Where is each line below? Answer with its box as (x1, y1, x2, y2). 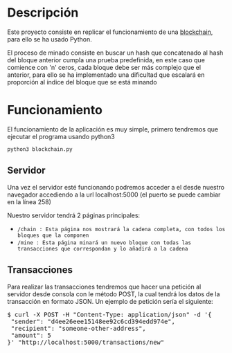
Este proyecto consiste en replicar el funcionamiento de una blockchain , (7, 28, 213, 36)
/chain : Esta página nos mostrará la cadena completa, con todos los (17, 226, 226, 233)
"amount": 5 (10, 331, 52, 339)
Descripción (7, 5, 79, 21)
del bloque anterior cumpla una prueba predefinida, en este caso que (7, 55, 206, 64)
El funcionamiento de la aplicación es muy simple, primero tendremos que (7, 125, 219, 133)
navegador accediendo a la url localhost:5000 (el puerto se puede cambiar (7, 190, 221, 199)
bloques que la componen (17, 232, 89, 239)
